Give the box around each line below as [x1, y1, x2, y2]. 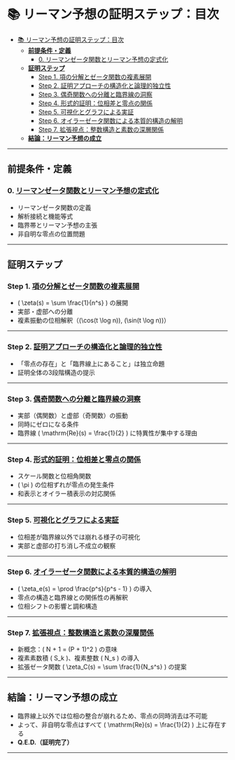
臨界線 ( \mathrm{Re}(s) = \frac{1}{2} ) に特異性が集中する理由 [17, 429, 198, 437]
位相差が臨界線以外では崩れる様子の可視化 [17, 533, 141, 541]
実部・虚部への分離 [17, 307, 73, 316]
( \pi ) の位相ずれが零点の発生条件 [17, 481, 115, 489]
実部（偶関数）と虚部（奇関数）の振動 [17, 411, 128, 420]
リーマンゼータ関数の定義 [17, 203, 92, 211]
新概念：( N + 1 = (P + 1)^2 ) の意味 [17, 645, 117, 653]
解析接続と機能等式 [17, 212, 73, 220]
